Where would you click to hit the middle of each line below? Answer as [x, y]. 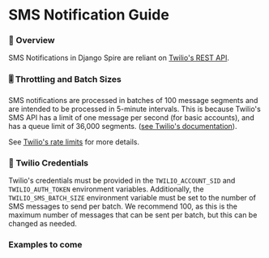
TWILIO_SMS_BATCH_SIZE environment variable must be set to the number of [132, 198]
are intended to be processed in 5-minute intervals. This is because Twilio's [134, 109]
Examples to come [45, 245]
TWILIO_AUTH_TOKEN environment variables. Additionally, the [106, 189]
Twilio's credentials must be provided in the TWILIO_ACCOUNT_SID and [122, 181]
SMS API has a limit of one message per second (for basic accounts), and [131, 117]
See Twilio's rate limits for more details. [74, 142]
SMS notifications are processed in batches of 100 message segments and [133, 100]
